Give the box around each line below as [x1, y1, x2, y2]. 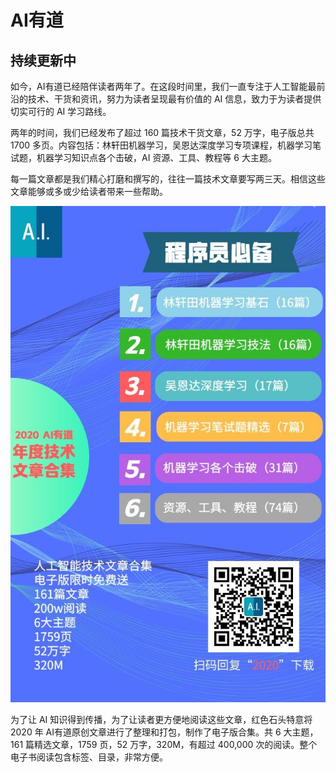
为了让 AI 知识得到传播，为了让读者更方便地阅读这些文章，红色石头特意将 [10, 713, 313, 725]
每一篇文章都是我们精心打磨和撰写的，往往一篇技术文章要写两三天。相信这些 [10, 173, 326, 185]
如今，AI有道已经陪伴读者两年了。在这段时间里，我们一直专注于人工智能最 [10, 81, 317, 92]
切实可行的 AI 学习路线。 [10, 106, 112, 117]
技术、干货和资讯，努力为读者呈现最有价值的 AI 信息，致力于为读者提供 [27, 93, 322, 105]
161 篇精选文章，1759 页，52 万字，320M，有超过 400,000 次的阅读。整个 [10, 738, 318, 750]
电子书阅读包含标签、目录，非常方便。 [10, 751, 168, 763]
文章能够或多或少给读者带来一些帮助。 [10, 186, 168, 197]
